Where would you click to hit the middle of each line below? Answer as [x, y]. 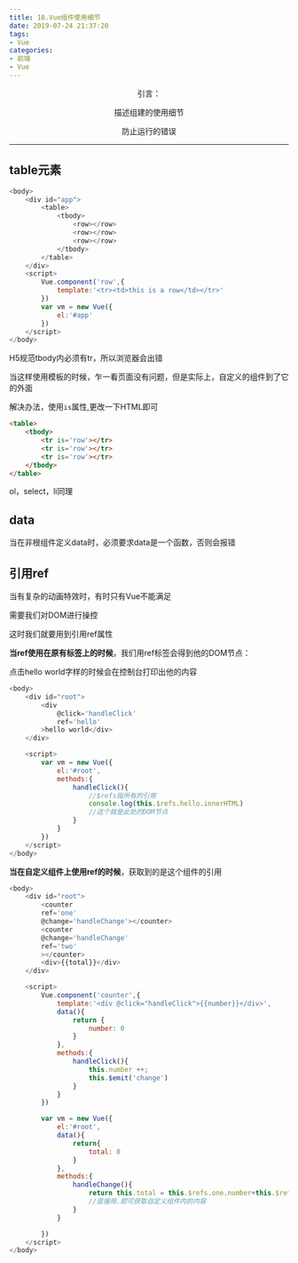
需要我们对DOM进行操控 [54, 615]
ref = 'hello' [78, 722]
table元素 [35, 170]
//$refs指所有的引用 [122, 795]
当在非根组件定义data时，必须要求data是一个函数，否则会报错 [122, 542]
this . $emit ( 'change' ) [128, 1078]
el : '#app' [74, 315]
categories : [31, 51]
